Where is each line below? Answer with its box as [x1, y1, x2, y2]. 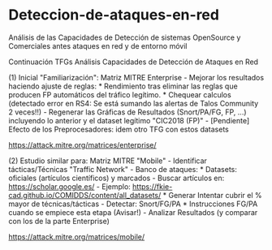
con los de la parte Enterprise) [8, 216, 110, 226]
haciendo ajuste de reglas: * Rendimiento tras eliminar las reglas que [8, 81, 238, 91]
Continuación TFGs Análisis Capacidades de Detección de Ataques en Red [8, 57, 258, 67]
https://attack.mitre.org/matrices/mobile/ [8, 231, 145, 241]
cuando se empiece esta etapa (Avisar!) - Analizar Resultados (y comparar [8, 207, 258, 217]
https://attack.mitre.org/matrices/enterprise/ [8, 140, 157, 149]
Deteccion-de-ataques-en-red [8, 6, 219, 24]
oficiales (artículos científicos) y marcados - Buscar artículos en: [8, 173, 225, 183]
